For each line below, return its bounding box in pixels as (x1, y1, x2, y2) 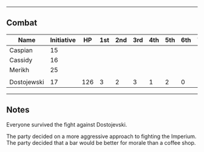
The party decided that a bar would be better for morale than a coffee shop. (6, 139, 196, 146)
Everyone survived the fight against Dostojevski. (6, 121, 127, 128)
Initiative (50, 36, 76, 44)
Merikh (9, 65, 30, 74)
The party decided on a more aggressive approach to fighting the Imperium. (6, 133, 197, 140)
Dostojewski (9, 78, 44, 86)
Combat (6, 18, 38, 28)
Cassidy (9, 56, 33, 64)
